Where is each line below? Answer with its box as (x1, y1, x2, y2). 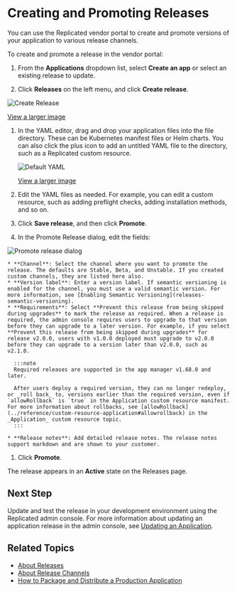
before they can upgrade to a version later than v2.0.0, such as (7, 341, 208, 348)
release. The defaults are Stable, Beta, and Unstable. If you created (7, 267, 224, 274)
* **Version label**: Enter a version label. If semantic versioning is (7, 279, 227, 286)
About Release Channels (17, 569, 90, 577)
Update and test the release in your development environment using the (7, 506, 218, 515)
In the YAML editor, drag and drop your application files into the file (17, 126, 214, 134)
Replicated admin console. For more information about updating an (7, 514, 203, 522)
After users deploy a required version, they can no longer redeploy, (13, 384, 227, 392)
